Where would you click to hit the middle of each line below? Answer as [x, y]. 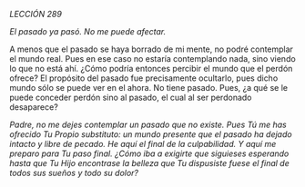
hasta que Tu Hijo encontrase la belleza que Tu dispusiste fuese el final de [149, 163]
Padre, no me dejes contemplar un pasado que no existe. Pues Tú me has [148, 124]
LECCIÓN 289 [36, 14]
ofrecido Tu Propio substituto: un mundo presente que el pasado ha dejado [151, 134]
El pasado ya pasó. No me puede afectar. [88, 31]
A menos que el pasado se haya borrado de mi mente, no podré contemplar [152, 49]
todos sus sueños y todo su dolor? [74, 173]
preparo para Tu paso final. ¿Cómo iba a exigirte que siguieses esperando [149, 153]
